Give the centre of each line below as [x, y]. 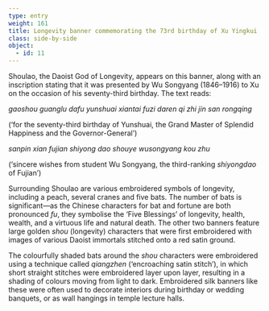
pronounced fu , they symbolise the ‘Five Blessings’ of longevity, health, [127, 214]
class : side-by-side [43, 38]
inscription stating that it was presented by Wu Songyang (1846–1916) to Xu [134, 85]
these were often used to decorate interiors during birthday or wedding [126, 290]
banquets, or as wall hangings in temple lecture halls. [97, 298]
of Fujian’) [25, 173]
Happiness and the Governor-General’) [73, 133]
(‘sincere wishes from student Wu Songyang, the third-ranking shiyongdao [132, 164]
